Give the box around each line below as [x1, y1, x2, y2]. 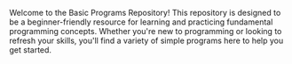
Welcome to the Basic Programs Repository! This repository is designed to [9, 8, 281, 18]
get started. [9, 45, 51, 55]
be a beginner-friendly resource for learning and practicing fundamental [9, 17, 273, 27]
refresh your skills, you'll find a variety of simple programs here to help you [9, 35, 284, 46]
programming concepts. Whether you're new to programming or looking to [9, 26, 282, 36]
